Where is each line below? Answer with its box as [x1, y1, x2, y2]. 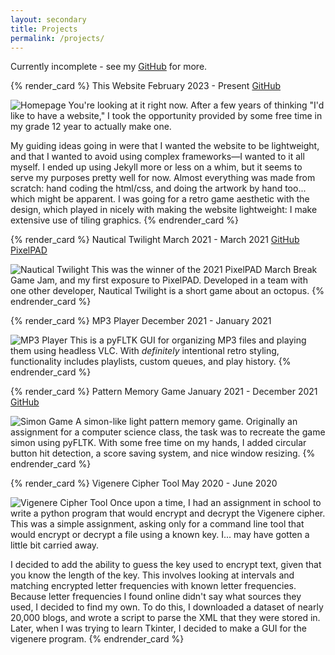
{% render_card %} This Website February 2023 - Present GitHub [10, 80, 282, 92]
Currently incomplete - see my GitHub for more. [10, 61, 208, 73]
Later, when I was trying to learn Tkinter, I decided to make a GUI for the [10, 622, 307, 635]
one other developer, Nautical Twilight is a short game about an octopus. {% [10, 285, 325, 297]
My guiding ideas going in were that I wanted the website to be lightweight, [10, 140, 320, 152]
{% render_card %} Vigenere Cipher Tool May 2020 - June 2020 [10, 477, 278, 490]
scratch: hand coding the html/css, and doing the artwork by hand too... [10, 182, 307, 195]
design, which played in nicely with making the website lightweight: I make [10, 204, 318, 216]
